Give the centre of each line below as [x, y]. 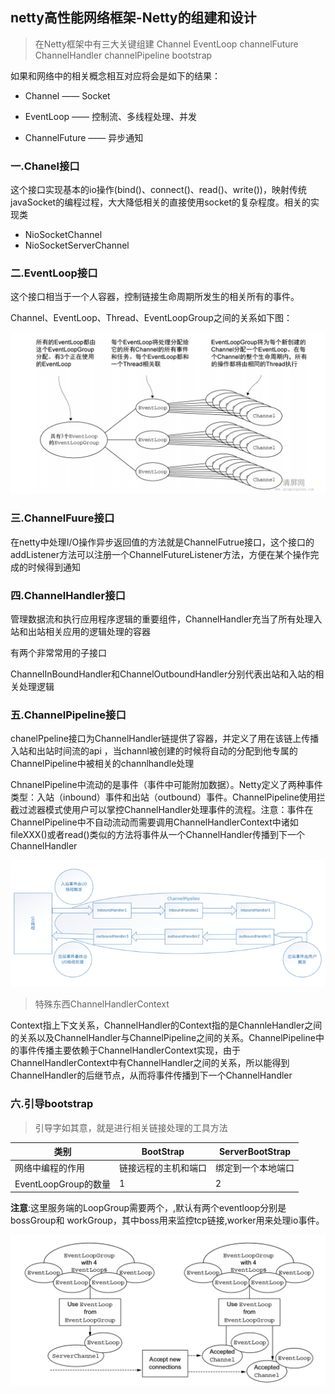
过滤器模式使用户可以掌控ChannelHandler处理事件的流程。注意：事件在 [166, 810]
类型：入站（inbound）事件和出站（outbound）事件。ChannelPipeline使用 [163, 797]
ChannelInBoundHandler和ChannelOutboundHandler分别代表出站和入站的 [163, 674]
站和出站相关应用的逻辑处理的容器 [80, 631]
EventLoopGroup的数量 [63, 1184]
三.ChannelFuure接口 [62, 518]
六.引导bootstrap [52, 1104]
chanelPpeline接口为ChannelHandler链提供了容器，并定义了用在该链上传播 [165, 739]
